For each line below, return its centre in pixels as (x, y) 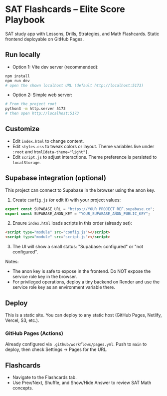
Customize (22, 129)
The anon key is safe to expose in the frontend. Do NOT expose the (82, 271)
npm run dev (17, 81)
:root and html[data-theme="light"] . (51, 152)
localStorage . (26, 162)
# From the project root (31, 104)
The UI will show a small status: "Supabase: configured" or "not (78, 247)
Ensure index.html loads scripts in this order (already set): (72, 223)
